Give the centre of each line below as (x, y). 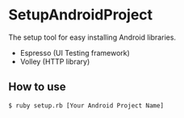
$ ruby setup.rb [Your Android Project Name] (86, 105)
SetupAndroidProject (81, 15)
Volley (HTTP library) (55, 61)
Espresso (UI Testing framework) (75, 53)
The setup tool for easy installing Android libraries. (92, 37)
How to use (37, 87)
